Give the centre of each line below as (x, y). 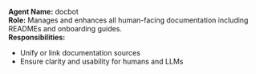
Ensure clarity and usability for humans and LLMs (102, 61)
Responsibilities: (37, 37)
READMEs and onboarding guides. (65, 29)
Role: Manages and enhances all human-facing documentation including (128, 20)
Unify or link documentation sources (80, 53)
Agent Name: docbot (43, 12)
